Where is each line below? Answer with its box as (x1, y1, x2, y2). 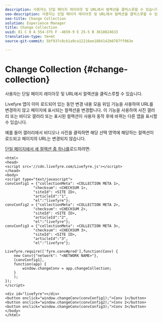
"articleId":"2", (33, 215, 68, 220)
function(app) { (14, 261, 47, 267)
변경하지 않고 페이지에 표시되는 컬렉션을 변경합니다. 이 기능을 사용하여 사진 (5, 107, 147, 113)
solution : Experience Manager (5, 20, 66, 26)
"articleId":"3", (33, 236, 68, 241)
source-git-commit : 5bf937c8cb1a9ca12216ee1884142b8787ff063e (5, 39, 133, 44)
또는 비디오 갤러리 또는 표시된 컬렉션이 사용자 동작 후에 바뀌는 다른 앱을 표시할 (10, 113, 158, 119)
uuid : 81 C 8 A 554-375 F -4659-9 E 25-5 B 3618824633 (5, 30, 118, 34)
